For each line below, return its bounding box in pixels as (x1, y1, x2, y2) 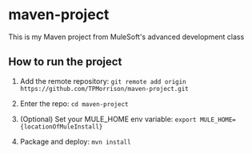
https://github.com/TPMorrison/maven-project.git (19, 85, 190, 93)
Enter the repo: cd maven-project (19, 98, 129, 109)
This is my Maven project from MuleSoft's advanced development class (8, 32, 245, 41)
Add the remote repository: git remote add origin (19, 76, 186, 85)
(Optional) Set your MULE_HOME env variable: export (19, 114, 198, 124)
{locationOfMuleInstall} (19, 122, 103, 131)
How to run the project (8, 55, 122, 69)
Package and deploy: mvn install (19, 136, 131, 146)
